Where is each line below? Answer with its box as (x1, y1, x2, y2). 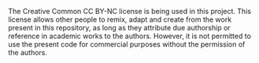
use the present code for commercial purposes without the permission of (8, 40, 246, 49)
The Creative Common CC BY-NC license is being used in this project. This (8, 7, 252, 16)
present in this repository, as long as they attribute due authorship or (8, 23, 231, 32)
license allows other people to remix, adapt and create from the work (8, 15, 232, 24)
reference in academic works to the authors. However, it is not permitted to (8, 31, 252, 40)
